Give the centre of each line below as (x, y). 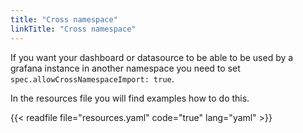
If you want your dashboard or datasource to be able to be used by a (152, 57)
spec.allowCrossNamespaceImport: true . (92, 78)
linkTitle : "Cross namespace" (73, 29)
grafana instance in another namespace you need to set (125, 68)
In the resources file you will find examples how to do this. (130, 98)
